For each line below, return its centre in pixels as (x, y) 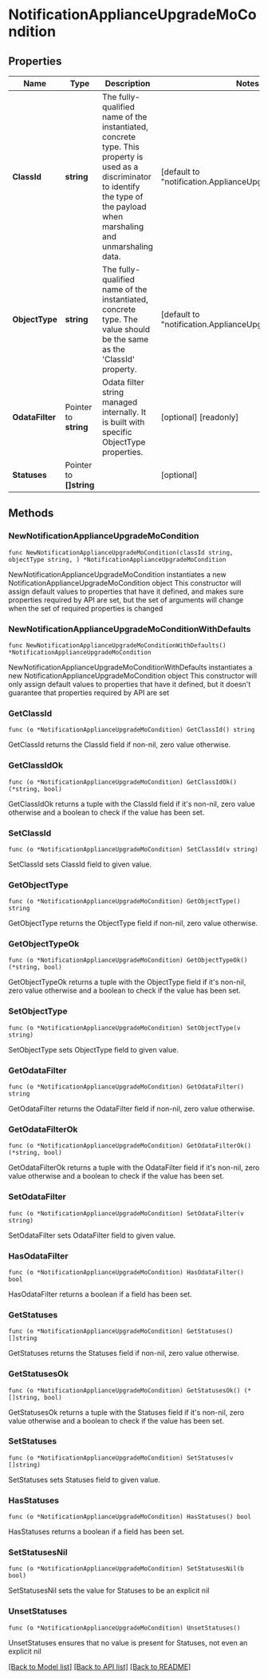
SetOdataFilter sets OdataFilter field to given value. (92, 1235)
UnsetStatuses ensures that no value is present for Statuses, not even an (128, 1642)
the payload (124, 207)
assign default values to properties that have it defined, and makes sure (126, 591)
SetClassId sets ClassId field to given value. (80, 864)
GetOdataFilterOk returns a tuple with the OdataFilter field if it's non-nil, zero (134, 1167)
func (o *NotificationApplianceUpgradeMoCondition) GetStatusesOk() (124, 1390)
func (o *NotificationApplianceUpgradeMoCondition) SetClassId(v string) (134, 849)
